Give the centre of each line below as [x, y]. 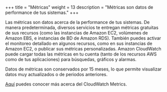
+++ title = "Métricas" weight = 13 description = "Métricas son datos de [79, 7]
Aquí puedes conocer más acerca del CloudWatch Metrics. [66, 84]
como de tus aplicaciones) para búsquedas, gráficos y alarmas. [71, 59]
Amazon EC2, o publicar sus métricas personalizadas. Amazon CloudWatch [83, 49]
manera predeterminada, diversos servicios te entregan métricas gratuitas [82, 27]
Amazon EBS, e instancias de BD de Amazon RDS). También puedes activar [83, 38]
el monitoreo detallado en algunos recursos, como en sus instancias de [79, 43]
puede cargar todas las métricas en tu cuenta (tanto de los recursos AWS [81, 54]
